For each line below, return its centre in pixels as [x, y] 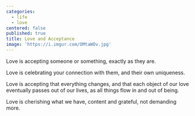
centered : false [26, 28]
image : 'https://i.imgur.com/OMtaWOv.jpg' [59, 45]
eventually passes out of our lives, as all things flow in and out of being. [93, 90]
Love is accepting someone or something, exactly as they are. [81, 61]
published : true [26, 34]
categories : [21, 11]
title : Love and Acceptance [41, 39]
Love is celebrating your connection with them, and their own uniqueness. [95, 72]
